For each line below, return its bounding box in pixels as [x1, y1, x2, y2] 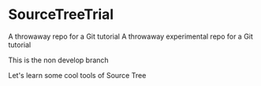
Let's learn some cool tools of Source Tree [8, 70, 147, 80]
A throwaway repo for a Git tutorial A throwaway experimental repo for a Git [8, 32, 254, 41]
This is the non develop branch [8, 55, 109, 65]
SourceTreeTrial [8, 6, 114, 24]
